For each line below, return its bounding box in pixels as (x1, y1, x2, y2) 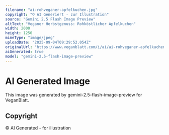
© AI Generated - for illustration (5, 125, 71, 131)
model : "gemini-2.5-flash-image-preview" (5, 53, 94, 59)
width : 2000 (5, 26, 30, 31)
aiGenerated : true (5, 49, 44, 54)
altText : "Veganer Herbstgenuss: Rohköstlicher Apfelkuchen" (5, 21, 136, 26)
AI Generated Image (5, 75, 91, 86)
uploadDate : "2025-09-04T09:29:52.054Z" (5, 40, 92, 45)
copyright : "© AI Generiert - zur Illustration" (5, 12, 109, 17)
